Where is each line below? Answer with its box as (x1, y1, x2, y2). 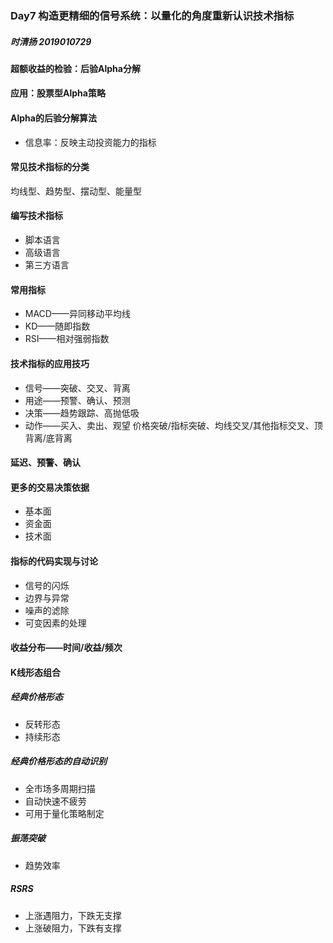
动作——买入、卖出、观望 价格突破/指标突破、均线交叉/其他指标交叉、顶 (24, 419, 323, 431)
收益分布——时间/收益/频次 (10, 642, 123, 654)
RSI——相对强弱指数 (24, 333, 110, 345)
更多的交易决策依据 (10, 481, 90, 493)
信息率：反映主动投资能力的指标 (24, 136, 157, 148)
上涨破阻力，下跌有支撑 (24, 922, 122, 934)
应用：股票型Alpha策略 (10, 87, 106, 99)
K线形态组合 (10, 666, 62, 678)
